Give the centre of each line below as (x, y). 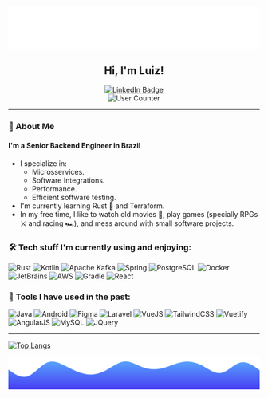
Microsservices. (58, 171)
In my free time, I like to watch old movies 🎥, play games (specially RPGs (139, 214)
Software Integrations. (68, 180)
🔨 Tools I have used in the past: (69, 297)
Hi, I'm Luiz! (134, 71)
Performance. (54, 188)
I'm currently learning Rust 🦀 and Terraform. (92, 206)
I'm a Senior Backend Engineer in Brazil (75, 146)
